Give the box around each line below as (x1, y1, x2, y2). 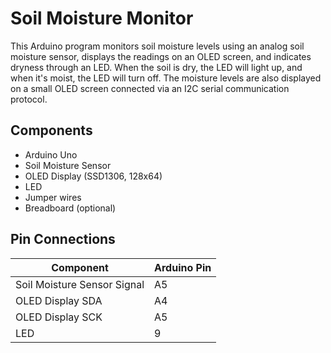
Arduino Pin (154, 260, 212, 274)
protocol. (10, 93, 48, 105)
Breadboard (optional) (24, 202, 117, 214)
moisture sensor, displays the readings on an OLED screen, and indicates (10, 50, 312, 62)
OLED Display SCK (15, 310, 103, 324)
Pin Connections (10, 231, 116, 248)
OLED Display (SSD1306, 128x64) (24, 170, 163, 182)
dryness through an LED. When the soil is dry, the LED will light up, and (10, 61, 303, 73)
